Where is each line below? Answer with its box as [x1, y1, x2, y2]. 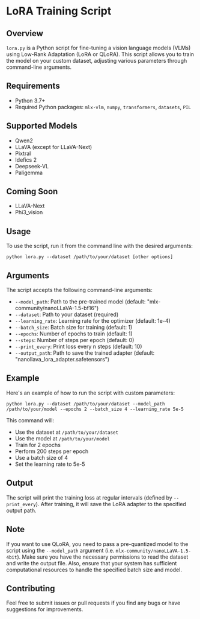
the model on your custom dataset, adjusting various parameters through [6, 57, 187, 64]
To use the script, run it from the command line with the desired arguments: [6, 243, 193, 250]
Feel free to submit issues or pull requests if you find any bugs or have [6, 599, 181, 607]
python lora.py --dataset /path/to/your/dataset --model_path [6, 401, 165, 407]
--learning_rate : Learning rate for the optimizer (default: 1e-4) [14, 317, 171, 325]
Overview [6, 28, 44, 39]
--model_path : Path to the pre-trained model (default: [14, 298, 146, 305]
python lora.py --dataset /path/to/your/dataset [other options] [6, 254, 173, 260]
